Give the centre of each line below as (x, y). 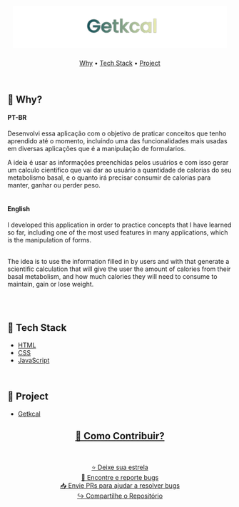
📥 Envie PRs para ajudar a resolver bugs (120, 486)
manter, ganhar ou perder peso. (54, 185)
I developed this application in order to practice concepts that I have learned (119, 225)
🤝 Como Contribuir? (119, 436)
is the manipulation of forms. (49, 240)
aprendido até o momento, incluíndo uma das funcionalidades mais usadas (117, 140)
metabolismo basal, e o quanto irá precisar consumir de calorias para (109, 178)
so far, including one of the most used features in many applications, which (118, 232)
